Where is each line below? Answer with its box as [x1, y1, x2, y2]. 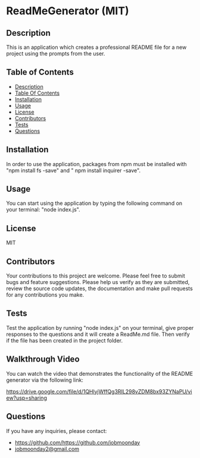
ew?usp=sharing [6, 394, 48, 401]
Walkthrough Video [6, 354, 80, 364]
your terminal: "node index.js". [6, 206, 80, 213]
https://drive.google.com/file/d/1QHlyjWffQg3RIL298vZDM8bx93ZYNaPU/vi [6, 388, 192, 395]
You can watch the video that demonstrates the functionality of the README [6, 370, 193, 377]
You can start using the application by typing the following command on [6, 200, 183, 207]
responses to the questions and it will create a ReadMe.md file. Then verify [6, 331, 190, 338]
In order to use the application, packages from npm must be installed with [6, 160, 187, 167]
